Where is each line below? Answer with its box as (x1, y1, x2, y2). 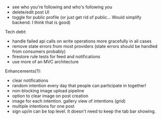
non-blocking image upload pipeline (12, 88, 84, 93)
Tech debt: (5, 29, 27, 34)
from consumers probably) (12, 48, 66, 54)
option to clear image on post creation (12, 93, 89, 99)
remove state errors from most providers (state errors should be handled (12, 44, 158, 49)
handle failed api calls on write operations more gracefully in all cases (12, 38, 152, 44)
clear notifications (12, 77, 49, 83)
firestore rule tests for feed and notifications (12, 54, 100, 59)
